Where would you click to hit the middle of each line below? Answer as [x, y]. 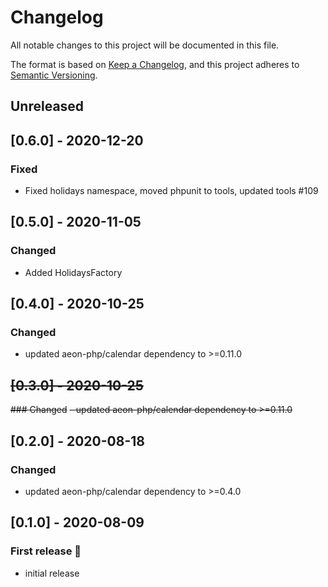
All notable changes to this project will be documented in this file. [145, 45]
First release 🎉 [46, 551]
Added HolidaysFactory [73, 272]
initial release [52, 573]
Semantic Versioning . [54, 75]
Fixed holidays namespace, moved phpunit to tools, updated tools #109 [171, 191]
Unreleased [47, 106]
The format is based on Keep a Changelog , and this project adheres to [155, 64]
